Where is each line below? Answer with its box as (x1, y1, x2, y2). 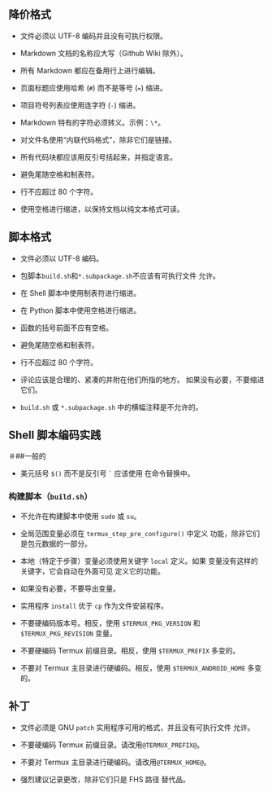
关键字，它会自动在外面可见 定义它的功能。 (19, 565, 165, 576)
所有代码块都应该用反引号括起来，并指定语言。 (19, 152, 177, 161)
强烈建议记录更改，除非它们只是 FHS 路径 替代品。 (19, 774, 191, 784)
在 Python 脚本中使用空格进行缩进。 (19, 305, 141, 315)
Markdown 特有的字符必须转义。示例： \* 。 (19, 117, 165, 127)
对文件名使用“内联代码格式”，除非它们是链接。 (19, 134, 177, 144)
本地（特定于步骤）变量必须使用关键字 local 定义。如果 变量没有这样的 (19, 556, 258, 565)
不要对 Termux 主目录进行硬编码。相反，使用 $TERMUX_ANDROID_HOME (19, 662, 246, 672)
